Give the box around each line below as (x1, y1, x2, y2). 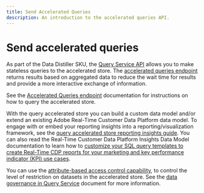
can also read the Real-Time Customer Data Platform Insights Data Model (6, 136, 189, 143)
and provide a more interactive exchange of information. (6, 80, 147, 87)
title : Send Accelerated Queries (6, 8, 91, 15)
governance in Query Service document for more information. (6, 180, 161, 187)
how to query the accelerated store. (6, 98, 96, 106)
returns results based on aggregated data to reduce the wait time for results (6, 73, 196, 81)
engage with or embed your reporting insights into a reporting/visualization (6, 123, 194, 130)
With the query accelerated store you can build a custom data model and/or (6, 110, 196, 117)
